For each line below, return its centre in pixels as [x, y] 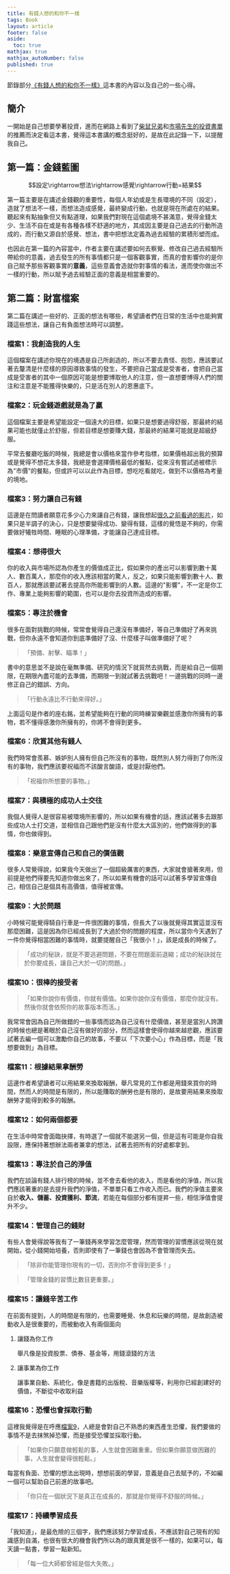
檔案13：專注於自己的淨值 [50, 1164]
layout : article [30, 26]
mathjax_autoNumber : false [46, 58]
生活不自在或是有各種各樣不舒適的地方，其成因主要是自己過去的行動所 [118, 225]
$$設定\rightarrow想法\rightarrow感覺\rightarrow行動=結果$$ [115, 185]
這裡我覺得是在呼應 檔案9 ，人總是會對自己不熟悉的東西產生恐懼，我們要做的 [114, 1426]
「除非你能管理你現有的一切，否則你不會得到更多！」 [99, 1265]
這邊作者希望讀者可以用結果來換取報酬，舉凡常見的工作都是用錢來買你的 [109, 1083]
